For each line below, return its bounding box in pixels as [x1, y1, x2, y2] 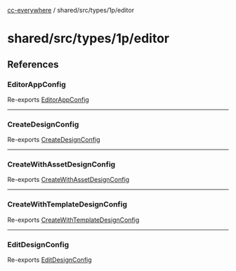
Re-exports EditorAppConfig [7, 95, 89, 104]
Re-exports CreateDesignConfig [7, 135, 100, 144]
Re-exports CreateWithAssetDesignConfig [7, 176, 130, 184]
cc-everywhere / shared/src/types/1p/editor [7, 6, 135, 14]
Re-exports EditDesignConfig [7, 256, 93, 264]
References [7, 58, 59, 70]
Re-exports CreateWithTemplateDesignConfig [7, 216, 140, 224]
